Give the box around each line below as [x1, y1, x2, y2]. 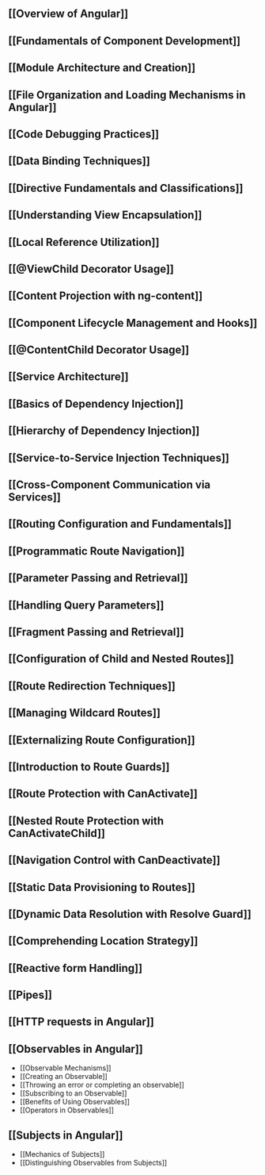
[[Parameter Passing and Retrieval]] [8, 571, 188, 585]
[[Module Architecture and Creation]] [8, 61, 196, 75]
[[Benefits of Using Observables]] [19, 1097, 131, 1107]
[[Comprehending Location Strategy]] [8, 935, 199, 948]
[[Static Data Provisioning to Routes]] [8, 881, 195, 894]
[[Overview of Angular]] [8, 7, 129, 21]
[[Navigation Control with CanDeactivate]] [8, 854, 221, 867]
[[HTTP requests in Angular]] [8, 1016, 154, 1029]
